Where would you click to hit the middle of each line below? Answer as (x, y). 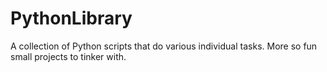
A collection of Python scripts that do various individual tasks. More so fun (164, 46)
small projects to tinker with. (68, 56)
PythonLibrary (71, 18)
